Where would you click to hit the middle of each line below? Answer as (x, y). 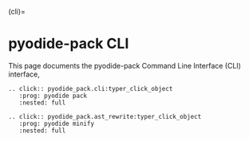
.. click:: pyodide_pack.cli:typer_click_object (91, 88)
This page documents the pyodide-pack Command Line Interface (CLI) (125, 65)
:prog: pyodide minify (56, 123)
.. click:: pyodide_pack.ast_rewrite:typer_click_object (105, 116)
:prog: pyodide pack (53, 96)
